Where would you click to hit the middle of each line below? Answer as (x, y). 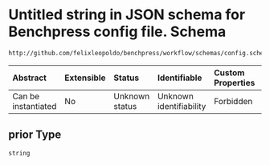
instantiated (35, 106)
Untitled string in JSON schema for (127, 15)
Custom (229, 72)
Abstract (29, 78)
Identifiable (180, 78)
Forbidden (233, 101)
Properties (235, 82)
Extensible (85, 78)
